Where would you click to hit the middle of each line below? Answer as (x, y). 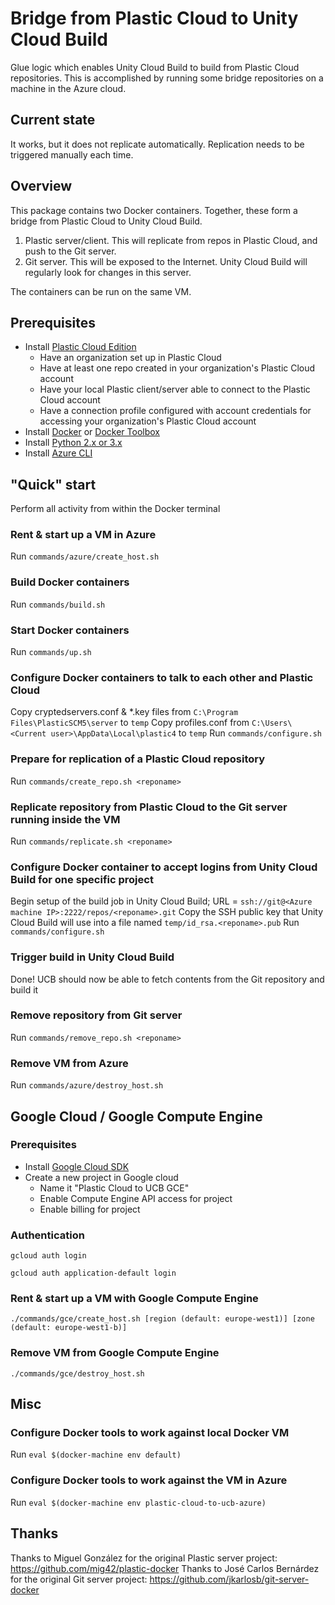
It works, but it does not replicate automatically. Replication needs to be (157, 144)
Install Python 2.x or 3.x (73, 443)
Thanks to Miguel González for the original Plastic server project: (144, 1558)
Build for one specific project (82, 879)
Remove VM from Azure (69, 1063)
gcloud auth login (48, 1256)
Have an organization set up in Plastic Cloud (130, 358)
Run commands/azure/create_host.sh (85, 556)
